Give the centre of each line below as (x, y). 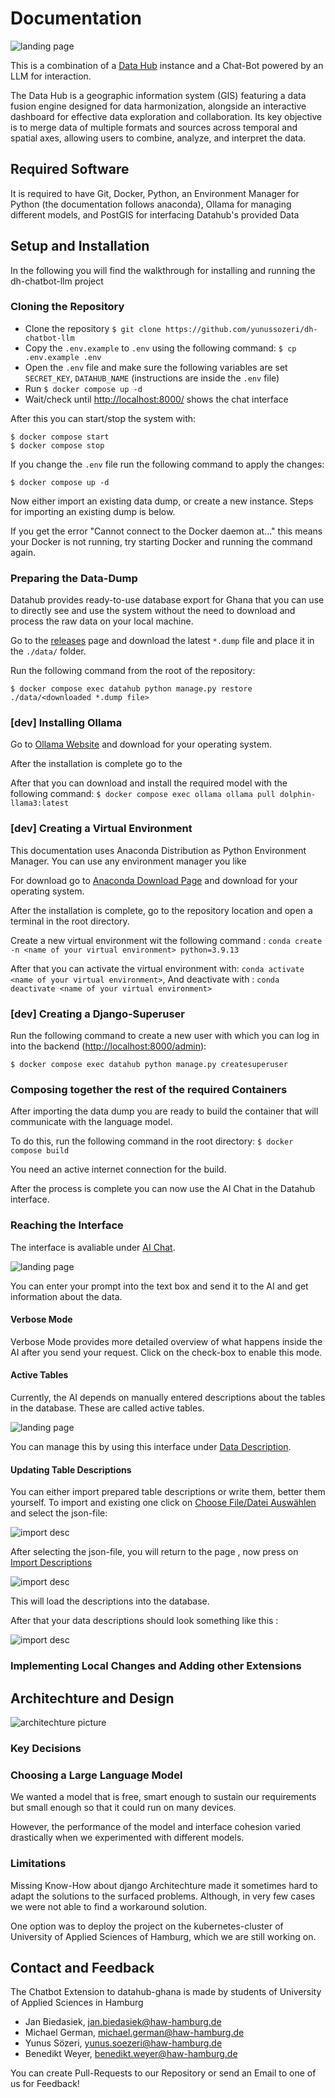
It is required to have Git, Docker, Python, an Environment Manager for (155, 193)
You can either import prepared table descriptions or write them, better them (168, 1492)
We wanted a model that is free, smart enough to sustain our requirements (163, 1797)
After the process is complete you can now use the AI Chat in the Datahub (163, 1189)
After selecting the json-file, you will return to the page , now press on (154, 1552)
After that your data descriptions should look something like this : (144, 1621)
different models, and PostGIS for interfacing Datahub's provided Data (155, 214)
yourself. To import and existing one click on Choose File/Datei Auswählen (163, 1503)
